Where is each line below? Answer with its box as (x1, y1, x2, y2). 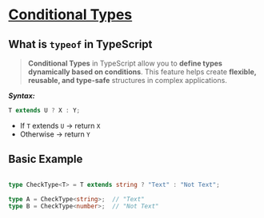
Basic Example (8, 153, 83, 166)
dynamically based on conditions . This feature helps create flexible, (27, 67, 257, 77)
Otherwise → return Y (19, 129, 90, 139)
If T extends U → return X (19, 121, 101, 130)
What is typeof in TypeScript (8, 38, 153, 51)
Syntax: (8, 91, 35, 101)
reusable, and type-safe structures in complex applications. (27, 76, 228, 85)
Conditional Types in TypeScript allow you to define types (27, 58, 222, 68)
